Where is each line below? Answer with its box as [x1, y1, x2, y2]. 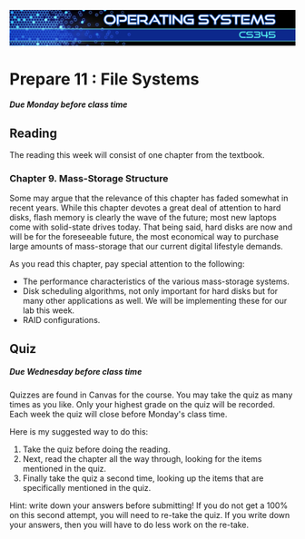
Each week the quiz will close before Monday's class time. [9, 408, 228, 419]
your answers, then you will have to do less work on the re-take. [9, 519, 250, 530]
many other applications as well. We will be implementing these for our [22, 296, 288, 307]
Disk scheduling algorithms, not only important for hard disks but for [22, 286, 279, 297]
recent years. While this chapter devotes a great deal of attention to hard [9, 202, 281, 213]
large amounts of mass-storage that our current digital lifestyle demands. [9, 241, 283, 252]
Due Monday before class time [9, 99, 128, 110]
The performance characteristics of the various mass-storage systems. [22, 276, 290, 287]
